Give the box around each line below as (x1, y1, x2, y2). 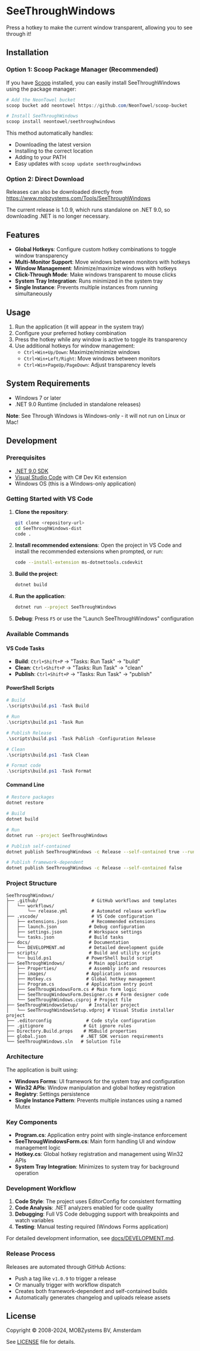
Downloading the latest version (14, 141, 91, 148)
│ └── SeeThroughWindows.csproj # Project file (6, 997, 132, 1003)
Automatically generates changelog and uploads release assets (14, 1294, 171, 1301)
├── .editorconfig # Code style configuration (6, 1018, 156, 1024)
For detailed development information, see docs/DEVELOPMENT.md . (6, 1235, 175, 1242)
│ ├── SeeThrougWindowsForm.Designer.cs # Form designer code (6, 991, 169, 998)
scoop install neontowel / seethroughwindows (6, 119, 116, 125)
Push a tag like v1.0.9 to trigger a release (14, 1275, 117, 1282)
